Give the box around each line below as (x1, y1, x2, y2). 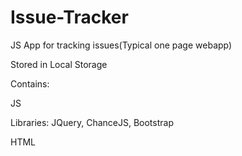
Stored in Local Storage (10, 58, 108, 70)
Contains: (10, 77, 50, 90)
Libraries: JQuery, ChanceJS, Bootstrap (10, 116, 174, 128)
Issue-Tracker (10, 6, 129, 29)
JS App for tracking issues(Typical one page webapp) (10, 39, 233, 51)
